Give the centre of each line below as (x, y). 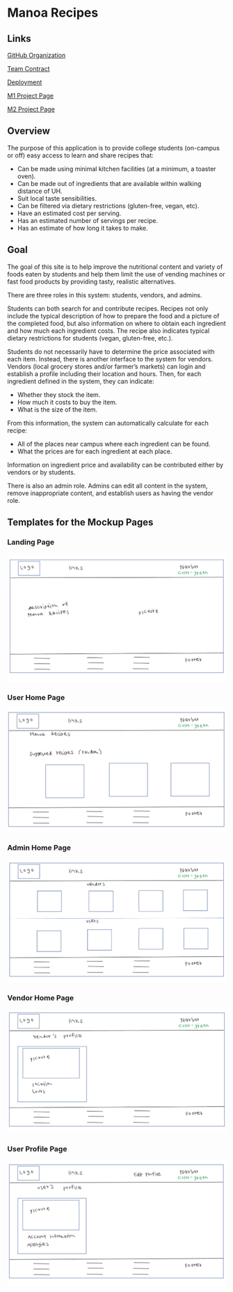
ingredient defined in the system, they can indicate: (81, 381)
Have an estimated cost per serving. (69, 213)
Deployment (25, 82)
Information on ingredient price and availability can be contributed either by (115, 465)
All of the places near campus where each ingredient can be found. (114, 444)
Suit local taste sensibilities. (57, 198)
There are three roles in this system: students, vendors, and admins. (105, 295)
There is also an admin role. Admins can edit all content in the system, (107, 485)
